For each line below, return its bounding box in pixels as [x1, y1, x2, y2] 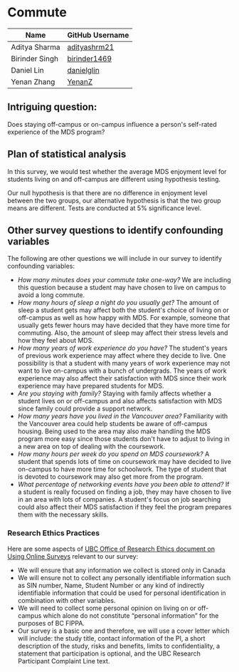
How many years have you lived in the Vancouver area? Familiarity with [17, 412, 228, 420]
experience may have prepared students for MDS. [17, 382, 164, 391]
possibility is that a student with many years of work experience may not [17, 359, 230, 368]
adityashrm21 [67, 42, 115, 52]
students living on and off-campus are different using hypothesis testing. [7, 175, 221, 183]
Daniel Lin [11, 65, 44, 75]
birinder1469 [67, 53, 112, 63]
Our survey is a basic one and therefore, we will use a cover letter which [17, 626, 230, 635]
